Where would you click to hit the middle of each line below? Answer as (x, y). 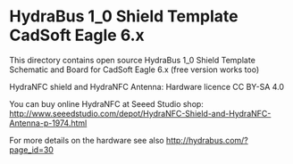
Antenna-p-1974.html (48, 123)
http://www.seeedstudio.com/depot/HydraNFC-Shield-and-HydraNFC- (140, 113)
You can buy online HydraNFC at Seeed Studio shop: (106, 103)
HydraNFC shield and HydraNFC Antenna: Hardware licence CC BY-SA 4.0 (146, 86)
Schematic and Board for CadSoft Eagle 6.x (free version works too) (134, 70)
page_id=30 (31, 150)
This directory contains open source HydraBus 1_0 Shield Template (133, 60)
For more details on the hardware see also (87, 140)
